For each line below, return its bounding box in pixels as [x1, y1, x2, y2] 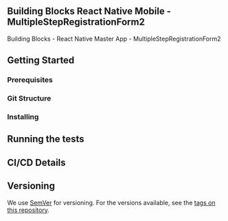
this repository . [7, 206, 50, 214]
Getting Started [7, 54, 75, 66]
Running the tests [7, 134, 84, 145]
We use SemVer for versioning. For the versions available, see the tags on [7, 198, 216, 207]
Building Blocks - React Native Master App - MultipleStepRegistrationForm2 [7, 34, 221, 43]
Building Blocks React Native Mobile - [7, 6, 172, 17]
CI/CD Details [7, 156, 67, 168]
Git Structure [7, 94, 52, 103]
